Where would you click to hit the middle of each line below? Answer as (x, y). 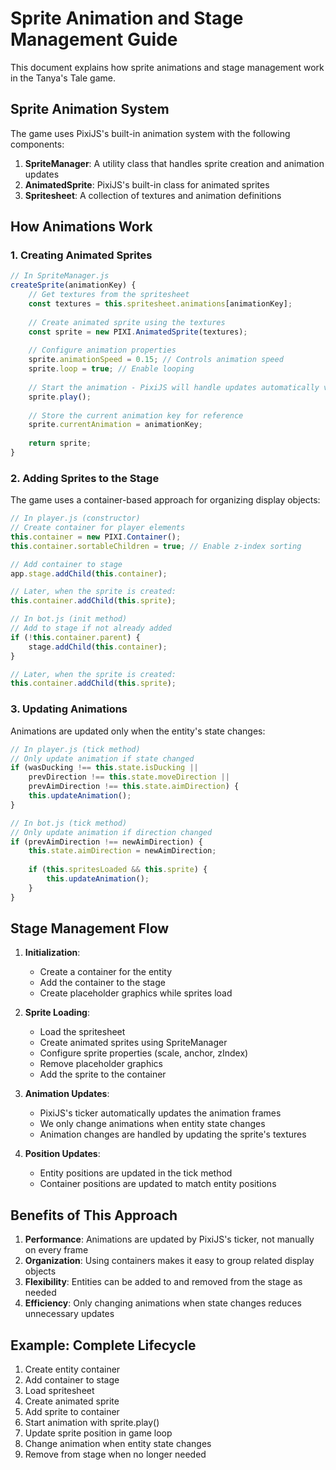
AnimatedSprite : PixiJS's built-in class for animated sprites (147, 184)
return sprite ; (60, 443)
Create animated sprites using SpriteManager (133, 1043)
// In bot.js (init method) (69, 619)
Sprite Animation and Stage (127, 18)
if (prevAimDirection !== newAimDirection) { (106, 842)
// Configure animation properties (102, 350)
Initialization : (52, 953)
